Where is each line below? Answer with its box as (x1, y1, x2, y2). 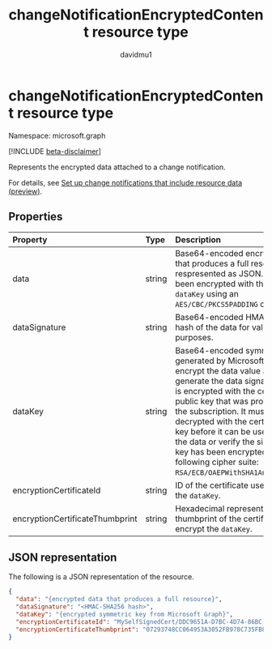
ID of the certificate (175, 480, 249, 491)
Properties (8, 210, 63, 224)
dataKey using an (175, 288, 239, 299)
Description (175, 233, 221, 245)
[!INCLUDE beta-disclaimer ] (8, 146, 101, 156)
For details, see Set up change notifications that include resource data (8, 177, 243, 187)
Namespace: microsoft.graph (8, 130, 106, 140)
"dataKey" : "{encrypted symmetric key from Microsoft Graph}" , (15, 610, 233, 618)
